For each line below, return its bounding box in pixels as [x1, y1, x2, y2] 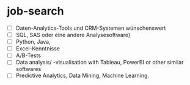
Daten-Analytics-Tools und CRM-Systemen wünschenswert [15, 24, 166, 32]
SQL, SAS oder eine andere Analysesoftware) [15, 32, 131, 38]
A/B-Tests [15, 52, 42, 59]
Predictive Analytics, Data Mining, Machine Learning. [15, 72, 149, 80]
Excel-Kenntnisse [15, 45, 60, 52]
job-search [7, 4, 65, 18]
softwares [15, 66, 42, 73]
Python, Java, [15, 38, 51, 46]
